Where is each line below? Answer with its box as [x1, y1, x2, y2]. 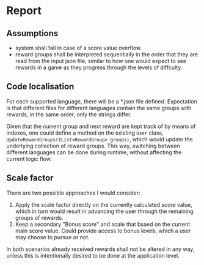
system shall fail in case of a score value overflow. [15, 44, 142, 51]
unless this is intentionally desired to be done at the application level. [6, 252, 180, 259]
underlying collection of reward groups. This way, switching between [6, 142, 180, 149]
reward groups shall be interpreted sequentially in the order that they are [15, 51, 199, 58]
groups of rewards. [15, 214, 64, 221]
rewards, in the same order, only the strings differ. [6, 111, 132, 118]
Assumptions [6, 28, 59, 39]
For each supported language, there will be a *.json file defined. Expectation [6, 97, 197, 105]
